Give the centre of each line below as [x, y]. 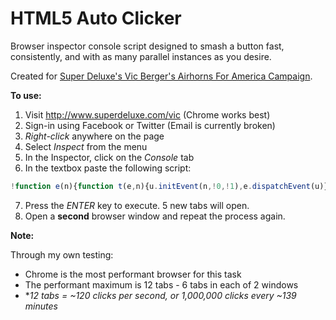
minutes [41, 306]
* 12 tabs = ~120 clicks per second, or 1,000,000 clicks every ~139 [160, 295]
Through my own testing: [62, 254]
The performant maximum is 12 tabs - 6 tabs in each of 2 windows [161, 284]
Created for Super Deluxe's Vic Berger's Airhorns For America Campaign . [161, 76]
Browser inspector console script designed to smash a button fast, [147, 46]
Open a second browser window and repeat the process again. [155, 216]
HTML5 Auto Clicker [96, 18]
